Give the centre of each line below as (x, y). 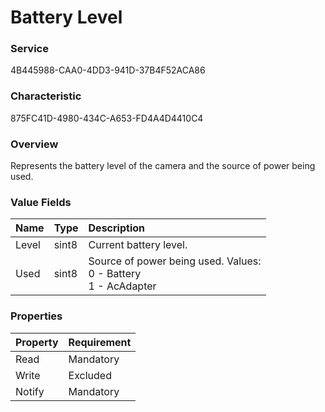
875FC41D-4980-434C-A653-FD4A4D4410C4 (107, 118)
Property (37, 342)
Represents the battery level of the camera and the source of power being (163, 166)
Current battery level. (138, 245)
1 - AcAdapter (122, 286)
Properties (36, 316)
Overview (34, 144)
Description (116, 228)
